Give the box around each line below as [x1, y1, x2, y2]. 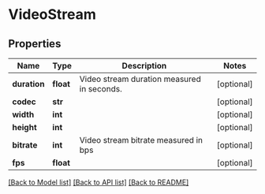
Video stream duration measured [79, 73, 201, 84]
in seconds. [79, 84, 122, 94]
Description [121, 61, 167, 71]
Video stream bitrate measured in [79, 135, 203, 145]
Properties [8, 37, 62, 50]
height [12, 122, 37, 132]
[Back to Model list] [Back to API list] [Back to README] [8, 177, 189, 187]
